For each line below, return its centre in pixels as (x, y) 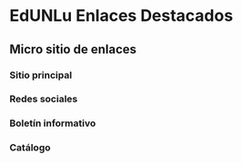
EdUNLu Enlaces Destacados (121, 16)
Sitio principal (41, 75)
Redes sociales (44, 99)
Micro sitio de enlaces (73, 49)
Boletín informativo (53, 123)
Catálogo (30, 148)
